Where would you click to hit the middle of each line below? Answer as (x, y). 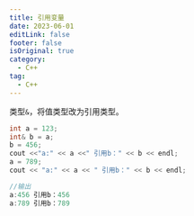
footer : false (36, 43)
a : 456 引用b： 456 (40, 194)
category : (28, 59)
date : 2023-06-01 (42, 26)
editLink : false (40, 34)
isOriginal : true (42, 51)
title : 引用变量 (37, 18)
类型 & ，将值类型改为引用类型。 (66, 111)
